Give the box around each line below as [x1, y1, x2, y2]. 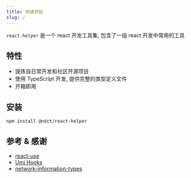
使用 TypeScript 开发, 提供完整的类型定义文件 [14, 76, 127, 83]
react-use [14, 152, 40, 159]
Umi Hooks [14, 158, 43, 165]
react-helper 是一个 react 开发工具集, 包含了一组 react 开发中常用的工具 [6, 31, 185, 39]
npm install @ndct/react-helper [6, 118, 87, 125]
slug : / [6, 14, 26, 20]
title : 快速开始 [6, 8, 43, 15]
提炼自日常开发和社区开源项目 [14, 68, 89, 75]
